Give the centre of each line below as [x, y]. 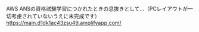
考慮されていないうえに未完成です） [55, 16]
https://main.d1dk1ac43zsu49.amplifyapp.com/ [64, 23]
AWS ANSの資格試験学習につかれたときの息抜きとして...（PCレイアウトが [97, 9]
